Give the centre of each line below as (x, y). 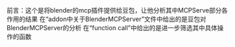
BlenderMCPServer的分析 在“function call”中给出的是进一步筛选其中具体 (112, 28)
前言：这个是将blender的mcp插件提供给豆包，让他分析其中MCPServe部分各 (117, 10)
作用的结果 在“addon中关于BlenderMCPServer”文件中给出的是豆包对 (107, 19)
